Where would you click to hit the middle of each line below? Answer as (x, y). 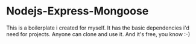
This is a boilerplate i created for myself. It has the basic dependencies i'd (98, 28)
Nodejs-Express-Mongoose (77, 11)
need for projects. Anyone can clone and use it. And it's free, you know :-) (98, 34)
